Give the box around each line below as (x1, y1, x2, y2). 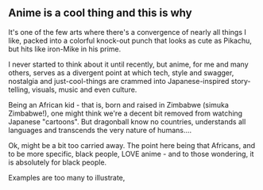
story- (230, 76, 252, 85)
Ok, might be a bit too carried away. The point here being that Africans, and (8, 140, 256, 150)
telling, (8, 85, 30, 94)
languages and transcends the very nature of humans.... (8, 125, 192, 135)
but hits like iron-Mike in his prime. (8, 44, 122, 54)
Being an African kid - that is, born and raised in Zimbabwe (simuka (8, 100, 229, 109)
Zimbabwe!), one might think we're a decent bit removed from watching (8, 108, 243, 118)
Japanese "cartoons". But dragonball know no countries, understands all (8, 116, 246, 126)
